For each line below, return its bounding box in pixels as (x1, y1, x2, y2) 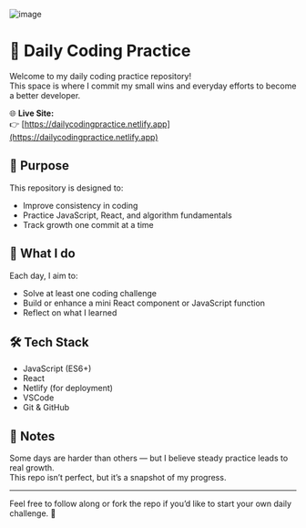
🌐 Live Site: (9, 108, 55, 119)
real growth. (9, 462, 55, 473)
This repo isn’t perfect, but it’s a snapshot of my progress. (9, 472, 227, 483)
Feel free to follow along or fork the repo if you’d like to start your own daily (9, 498, 292, 510)
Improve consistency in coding (22, 200, 138, 211)
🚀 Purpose (9, 158, 70, 173)
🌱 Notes (9, 429, 56, 444)
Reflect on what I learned (22, 306, 117, 318)
